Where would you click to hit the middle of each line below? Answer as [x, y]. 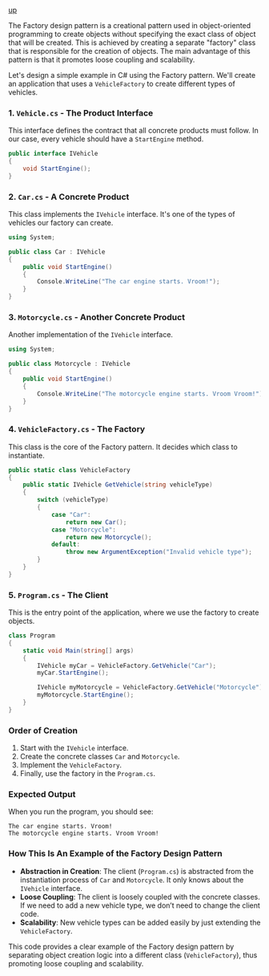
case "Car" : [71, 514]
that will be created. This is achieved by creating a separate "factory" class [132, 43]
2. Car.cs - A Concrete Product [69, 197]
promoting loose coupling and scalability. [76, 963]
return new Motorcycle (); [108, 537]
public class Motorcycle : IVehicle [69, 364]
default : [66, 545]
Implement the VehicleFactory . [71, 765]
